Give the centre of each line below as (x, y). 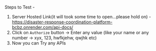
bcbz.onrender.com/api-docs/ (43, 27)
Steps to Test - (20, 7)
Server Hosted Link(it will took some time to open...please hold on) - (81, 17)
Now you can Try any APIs (39, 43)
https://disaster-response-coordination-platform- (62, 22)
